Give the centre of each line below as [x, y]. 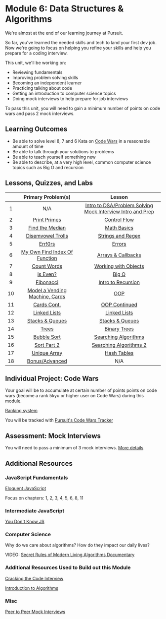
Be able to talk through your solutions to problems [63, 151]
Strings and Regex [119, 236]
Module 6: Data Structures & [64, 9]
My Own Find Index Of [47, 252]
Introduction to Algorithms [32, 588]
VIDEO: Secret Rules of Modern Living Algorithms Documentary [70, 555]
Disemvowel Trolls [47, 236]
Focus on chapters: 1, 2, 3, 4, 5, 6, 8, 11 [44, 498]
